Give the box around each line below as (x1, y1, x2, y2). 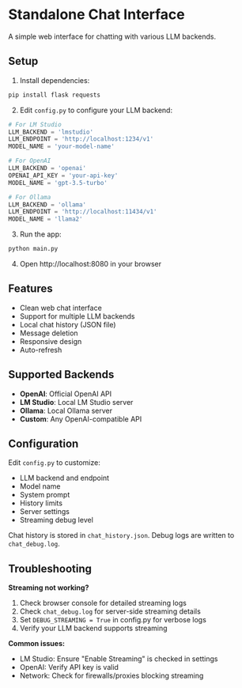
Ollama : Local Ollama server (19, 406, 113, 415)
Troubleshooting (8, 561, 93, 575)
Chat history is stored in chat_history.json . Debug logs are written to (8, 531, 235, 540)
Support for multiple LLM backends (19, 311, 135, 321)
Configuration (8, 437, 79, 451)
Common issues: (8, 639, 66, 648)
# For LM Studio (8, 120, 62, 128)
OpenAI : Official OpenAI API (19, 389, 112, 399)
